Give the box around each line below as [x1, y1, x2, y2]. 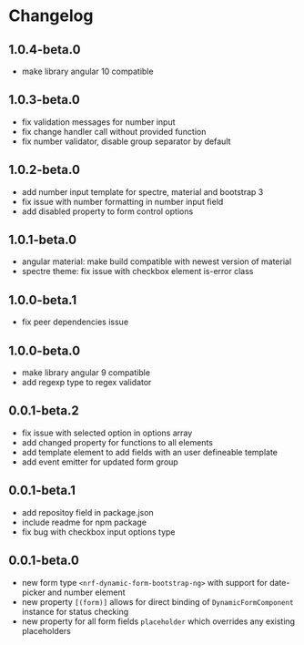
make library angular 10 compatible [21, 66, 154, 77]
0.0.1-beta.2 [8, 403, 79, 419]
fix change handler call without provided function [21, 126, 207, 137]
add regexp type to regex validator [21, 377, 152, 388]
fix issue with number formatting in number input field [21, 196, 224, 207]
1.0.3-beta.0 [8, 92, 81, 107]
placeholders [21, 625, 72, 636]
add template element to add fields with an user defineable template [21, 446, 279, 457]
